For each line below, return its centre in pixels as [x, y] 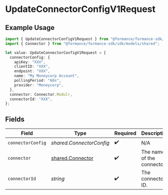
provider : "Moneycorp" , [39, 85]
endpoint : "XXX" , [32, 71]
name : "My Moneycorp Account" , [47, 76]
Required [125, 133]
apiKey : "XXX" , [30, 62]
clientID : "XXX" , [32, 67]
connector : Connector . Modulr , [41, 94]
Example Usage [30, 28]
